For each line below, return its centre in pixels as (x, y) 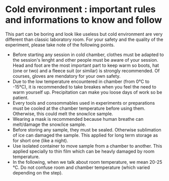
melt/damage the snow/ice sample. (49, 124)
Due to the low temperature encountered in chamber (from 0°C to (81, 81)
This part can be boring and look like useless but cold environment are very (84, 34)
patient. (20, 98)
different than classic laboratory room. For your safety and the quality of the (84, 39)
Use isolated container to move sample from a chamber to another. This (87, 146)
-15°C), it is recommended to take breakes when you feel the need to (85, 86)
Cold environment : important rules (80, 9)
